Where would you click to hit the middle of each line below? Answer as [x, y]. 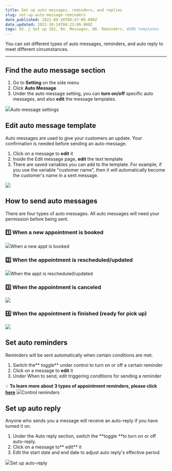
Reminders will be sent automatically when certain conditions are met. [79, 355]
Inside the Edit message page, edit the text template [68, 159]
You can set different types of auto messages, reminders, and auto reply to [84, 44]
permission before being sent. [37, 219]
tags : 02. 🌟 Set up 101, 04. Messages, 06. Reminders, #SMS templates [82, 29]
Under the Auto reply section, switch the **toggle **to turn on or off [84, 436]
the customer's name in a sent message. [56, 175]
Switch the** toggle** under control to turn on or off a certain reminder [88, 365]
